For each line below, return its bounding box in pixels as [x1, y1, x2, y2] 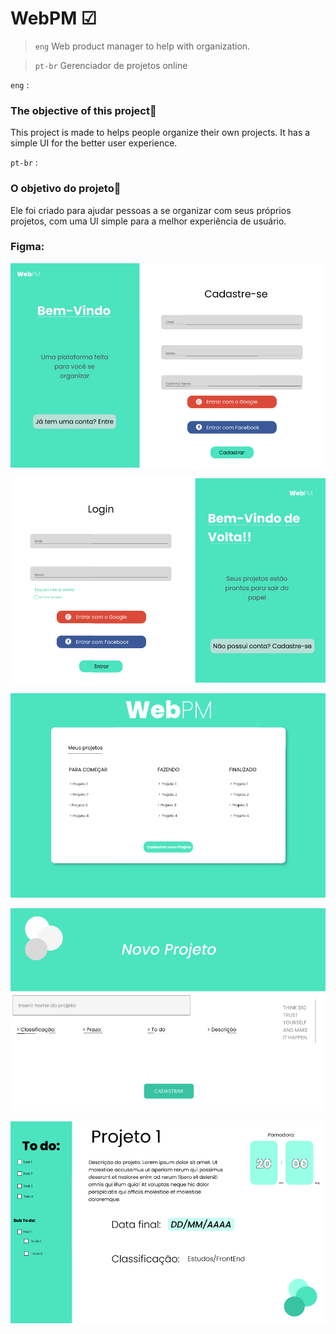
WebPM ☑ [10, 7, 97, 30]
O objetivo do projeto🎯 [10, 182, 122, 196]
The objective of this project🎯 [10, 103, 157, 117]
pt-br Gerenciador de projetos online [34, 59, 188, 71]
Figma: [10, 240, 45, 254]
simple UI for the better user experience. [10, 137, 178, 149]
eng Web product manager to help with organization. [34, 40, 251, 52]
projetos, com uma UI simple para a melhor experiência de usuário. [10, 215, 287, 227]
